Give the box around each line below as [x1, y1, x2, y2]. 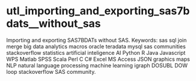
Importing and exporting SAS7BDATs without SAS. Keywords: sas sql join [6, 36, 187, 43]
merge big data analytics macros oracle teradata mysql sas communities [6, 43, 186, 50]
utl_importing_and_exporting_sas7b [6, 4, 190, 18]
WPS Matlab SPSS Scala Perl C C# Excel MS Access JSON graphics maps [6, 55, 191, 63]
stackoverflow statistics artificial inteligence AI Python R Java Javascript [6, 49, 186, 56]
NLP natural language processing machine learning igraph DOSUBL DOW [6, 61, 188, 69]
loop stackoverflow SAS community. [6, 68, 96, 75]
